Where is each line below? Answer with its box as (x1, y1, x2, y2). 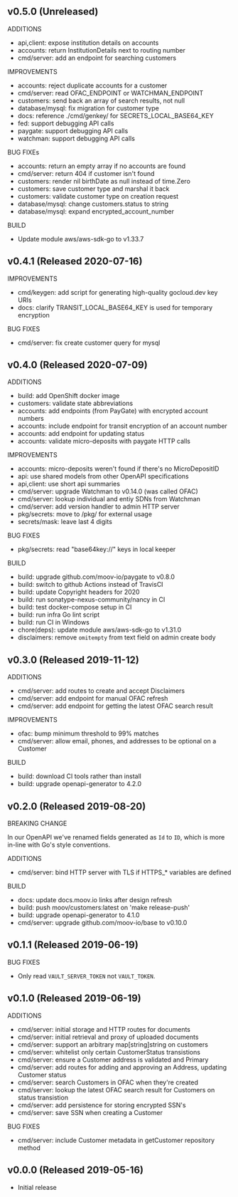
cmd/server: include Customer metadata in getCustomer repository (17, 1136, 215, 1144)
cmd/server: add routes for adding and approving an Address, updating (17, 1062, 227, 1071)
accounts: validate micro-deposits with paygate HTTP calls (17, 437, 190, 446)
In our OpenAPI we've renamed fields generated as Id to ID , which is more (7, 833, 225, 842)
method (17, 1143, 41, 1152)
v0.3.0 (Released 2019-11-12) (7, 654, 140, 666)
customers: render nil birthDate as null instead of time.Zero (17, 177, 190, 185)
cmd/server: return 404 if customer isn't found (17, 169, 155, 177)
